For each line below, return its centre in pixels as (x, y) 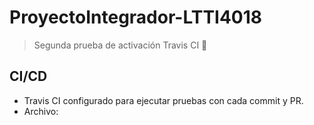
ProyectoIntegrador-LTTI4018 (136, 17)
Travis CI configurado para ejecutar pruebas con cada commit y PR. (163, 100)
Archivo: (41, 111)
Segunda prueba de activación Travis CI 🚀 (120, 45)
